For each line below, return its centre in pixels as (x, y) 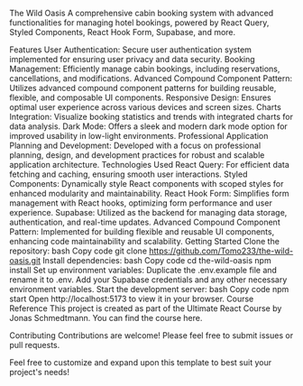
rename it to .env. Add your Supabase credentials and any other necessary (148, 280)
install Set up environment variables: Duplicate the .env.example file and (143, 270)
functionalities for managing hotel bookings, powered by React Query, (139, 23)
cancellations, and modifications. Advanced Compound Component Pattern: (151, 78)
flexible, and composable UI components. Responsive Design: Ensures (141, 97)
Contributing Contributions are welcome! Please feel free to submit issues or (151, 335)
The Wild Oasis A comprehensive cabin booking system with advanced (142, 13)
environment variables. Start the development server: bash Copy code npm (149, 289)
